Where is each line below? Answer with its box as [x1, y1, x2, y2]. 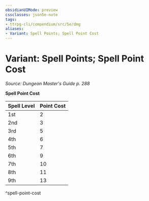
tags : [5, 17, 17, 22]
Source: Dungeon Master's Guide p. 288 [5, 80, 90, 86]
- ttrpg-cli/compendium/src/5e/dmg [5, 21, 81, 27]
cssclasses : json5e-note [5, 12, 58, 17]
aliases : [5, 26, 24, 31]
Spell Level [8, 102, 35, 109]
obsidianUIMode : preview [5, 7, 58, 13]
